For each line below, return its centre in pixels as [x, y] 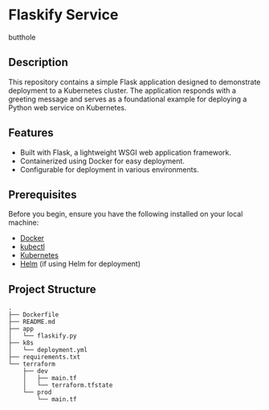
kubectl [33, 246]
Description [38, 62]
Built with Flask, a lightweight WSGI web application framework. [125, 152]
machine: [24, 222]
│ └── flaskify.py [43, 336]
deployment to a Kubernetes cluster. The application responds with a [122, 90]
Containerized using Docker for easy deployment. [102, 161]
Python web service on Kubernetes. [67, 107]
